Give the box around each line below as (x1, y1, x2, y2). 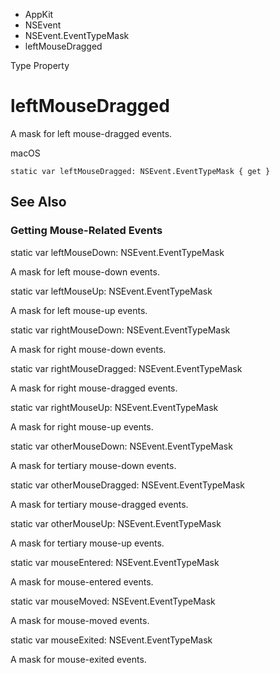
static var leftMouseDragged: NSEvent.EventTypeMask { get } (10, 166, 271, 176)
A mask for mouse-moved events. (10, 614, 150, 626)
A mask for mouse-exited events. (10, 653, 147, 665)
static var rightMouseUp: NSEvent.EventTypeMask (10, 401, 219, 413)
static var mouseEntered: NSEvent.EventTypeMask (10, 556, 220, 568)
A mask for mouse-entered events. (10, 575, 154, 588)
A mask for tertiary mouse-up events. (10, 537, 165, 549)
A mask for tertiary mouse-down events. (10, 459, 177, 471)
